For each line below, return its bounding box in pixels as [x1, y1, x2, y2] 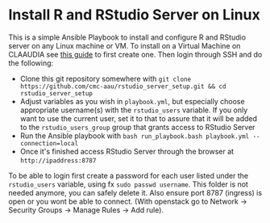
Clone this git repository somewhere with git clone [19, 74, 192, 83]
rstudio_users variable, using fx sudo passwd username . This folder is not [8, 179, 248, 189]
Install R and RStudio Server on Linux [8, 6, 260, 24]
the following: [8, 58, 54, 68]
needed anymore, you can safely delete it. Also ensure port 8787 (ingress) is [8, 187, 263, 197]
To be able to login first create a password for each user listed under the [8, 170, 248, 180]
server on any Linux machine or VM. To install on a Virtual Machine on [8, 40, 241, 50]
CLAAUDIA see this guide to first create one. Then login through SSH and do [8, 49, 263, 59]
